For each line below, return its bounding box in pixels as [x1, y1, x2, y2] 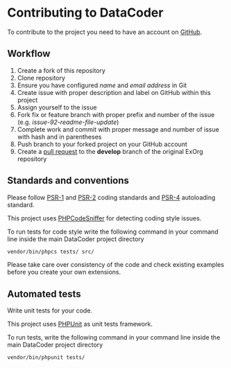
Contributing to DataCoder [7, 5, 164, 21]
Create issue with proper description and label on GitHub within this [17, 88, 212, 96]
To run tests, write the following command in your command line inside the [7, 333, 221, 342]
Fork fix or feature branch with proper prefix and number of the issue [17, 110, 215, 119]
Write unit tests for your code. [7, 306, 92, 315]
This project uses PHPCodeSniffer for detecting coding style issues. [7, 213, 202, 222]
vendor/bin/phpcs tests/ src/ [7, 248, 95, 255]
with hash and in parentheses [17, 132, 102, 141]
